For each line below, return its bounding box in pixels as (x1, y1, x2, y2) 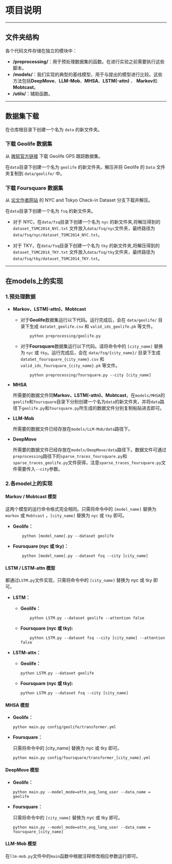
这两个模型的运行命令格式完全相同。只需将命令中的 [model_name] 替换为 (5, 506, 157, 512)
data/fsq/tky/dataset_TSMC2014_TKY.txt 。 (12, 255, 102, 262)
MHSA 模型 (5, 702, 30, 708)
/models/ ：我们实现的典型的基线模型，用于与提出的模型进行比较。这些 (12, 71, 163, 77)
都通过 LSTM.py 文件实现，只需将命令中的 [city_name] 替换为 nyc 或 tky (5, 577, 153, 584)
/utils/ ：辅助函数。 (12, 90, 53, 96)
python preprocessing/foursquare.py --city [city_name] (30, 372, 152, 377)
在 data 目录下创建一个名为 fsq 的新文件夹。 (5, 208, 96, 214)
